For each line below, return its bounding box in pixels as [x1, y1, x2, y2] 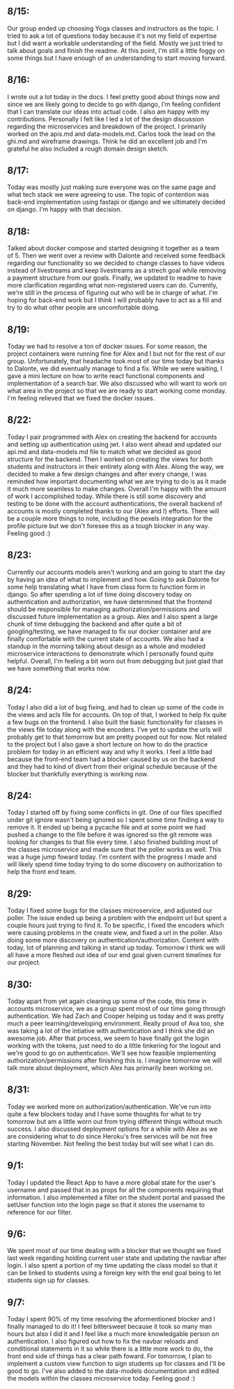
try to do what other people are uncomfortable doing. [7, 303, 160, 312]
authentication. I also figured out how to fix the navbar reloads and [7, 1337, 198, 1346]
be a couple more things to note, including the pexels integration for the [7, 514, 213, 523]
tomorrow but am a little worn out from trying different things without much [7, 1117, 223, 1125]
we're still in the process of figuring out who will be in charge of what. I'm [7, 289, 218, 297]
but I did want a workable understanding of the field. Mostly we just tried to [7, 38, 223, 47]
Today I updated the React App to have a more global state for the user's [7, 1178, 216, 1187]
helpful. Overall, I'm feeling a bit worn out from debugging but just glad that [7, 656, 224, 665]
